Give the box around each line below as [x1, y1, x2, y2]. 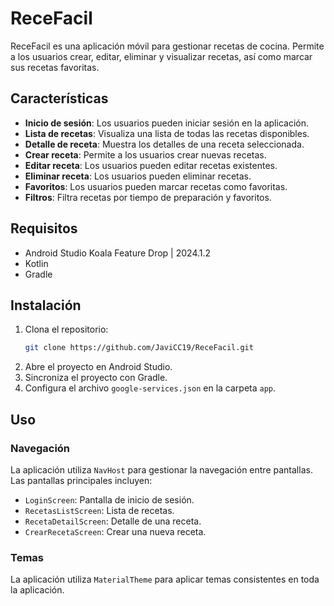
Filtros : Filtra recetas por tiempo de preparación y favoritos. [24, 191, 272, 203]
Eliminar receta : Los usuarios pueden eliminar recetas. [24, 170, 252, 182]
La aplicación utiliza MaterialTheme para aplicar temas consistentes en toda [10, 573, 320, 586]
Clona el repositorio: [24, 323, 109, 336]
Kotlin [24, 257, 49, 269]
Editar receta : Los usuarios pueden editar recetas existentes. [24, 159, 278, 171]
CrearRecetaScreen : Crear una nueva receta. [24, 525, 207, 537]
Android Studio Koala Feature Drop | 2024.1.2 [24, 247, 212, 259]
